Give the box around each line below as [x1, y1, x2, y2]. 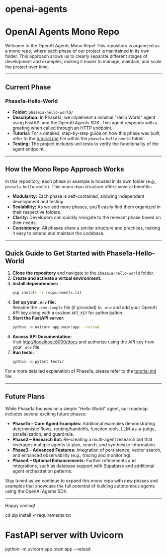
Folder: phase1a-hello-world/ [12, 109, 74, 115]
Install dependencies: [12, 281, 59, 287]
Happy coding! [5, 502, 36, 508]
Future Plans [5, 393, 45, 401]
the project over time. [5, 64, 49, 70]
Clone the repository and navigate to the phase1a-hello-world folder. [12, 270, 155, 276]
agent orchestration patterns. [12, 468, 73, 474]
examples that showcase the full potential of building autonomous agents [5, 483, 155, 489]
